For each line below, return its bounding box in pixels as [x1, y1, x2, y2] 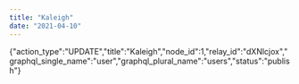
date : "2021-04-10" [9, 21, 82, 30]
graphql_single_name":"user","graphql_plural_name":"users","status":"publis [9, 55, 290, 66]
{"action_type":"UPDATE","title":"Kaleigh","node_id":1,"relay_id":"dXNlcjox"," [9, 46, 288, 56]
